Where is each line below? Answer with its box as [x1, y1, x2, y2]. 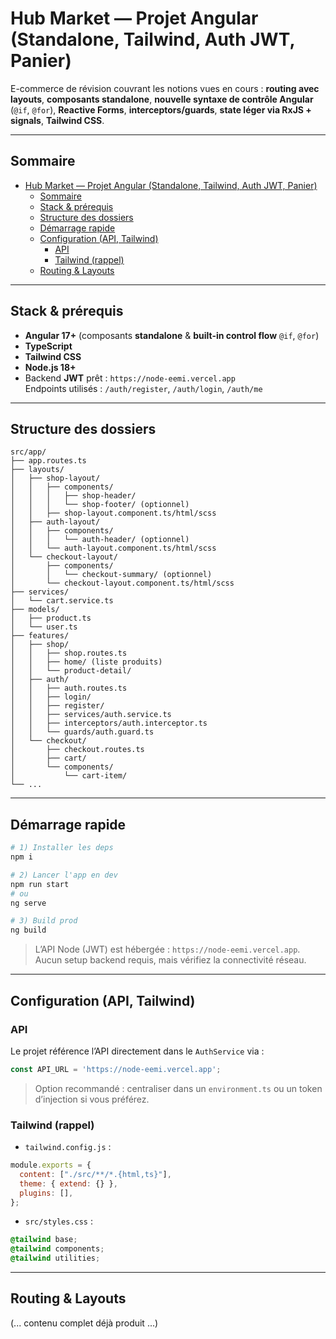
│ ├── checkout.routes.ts [10, 745, 145, 755]
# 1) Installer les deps [10, 843, 114, 853]
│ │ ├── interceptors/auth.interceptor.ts [10, 718, 208, 729]
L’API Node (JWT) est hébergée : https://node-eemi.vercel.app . [34, 943, 301, 956]
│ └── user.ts [10, 622, 78, 632]
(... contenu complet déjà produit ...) [10, 1317, 159, 1329]
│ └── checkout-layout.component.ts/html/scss [10, 578, 235, 589]
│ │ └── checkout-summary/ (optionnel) [10, 570, 213, 580]
